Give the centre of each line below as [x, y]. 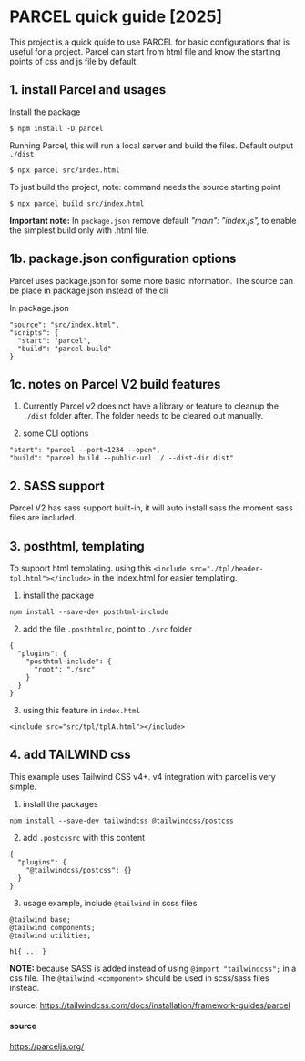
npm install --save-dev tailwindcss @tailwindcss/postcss [122, 821]
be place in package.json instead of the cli [89, 290]
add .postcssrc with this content [84, 837]
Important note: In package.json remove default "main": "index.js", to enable [153, 220]
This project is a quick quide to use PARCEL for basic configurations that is [149, 42]
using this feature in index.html [81, 710]
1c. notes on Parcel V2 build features [115, 384]
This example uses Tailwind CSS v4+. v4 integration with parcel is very [142, 776]
